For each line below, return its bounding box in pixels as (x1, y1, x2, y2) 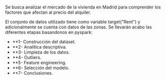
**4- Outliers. (12, 54, 42, 60)
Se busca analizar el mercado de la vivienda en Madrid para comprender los (5, 4, 161, 10)
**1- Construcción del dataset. (12, 39, 76, 45)
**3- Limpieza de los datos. (12, 49, 70, 55)
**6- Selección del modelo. (12, 65, 69, 71)
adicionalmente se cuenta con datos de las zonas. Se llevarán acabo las (5, 24, 152, 30)
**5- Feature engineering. (12, 60, 67, 65)
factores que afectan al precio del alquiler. (5, 9, 91, 15)
